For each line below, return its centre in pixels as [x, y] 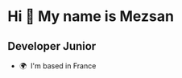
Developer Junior [52, 46]
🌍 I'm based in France [58, 66]
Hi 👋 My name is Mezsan [91, 16]
